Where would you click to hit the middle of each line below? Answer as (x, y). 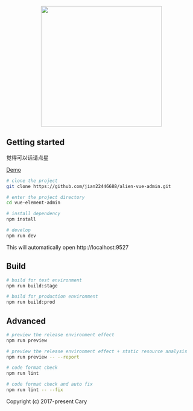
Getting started (36, 143)
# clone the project (32, 181)
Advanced (26, 321)
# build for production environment (52, 296)
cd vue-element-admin (33, 203)
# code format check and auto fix (50, 384)
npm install (21, 219)
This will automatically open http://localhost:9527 (68, 247)
